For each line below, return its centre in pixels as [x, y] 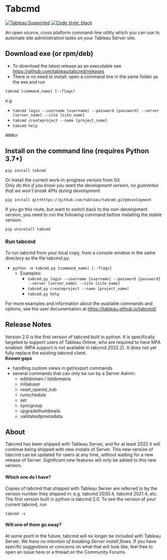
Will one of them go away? [33, 525]
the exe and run [29, 82]
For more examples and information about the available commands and [79, 303]
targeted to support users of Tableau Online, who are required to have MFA [83, 342]
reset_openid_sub [38, 389]
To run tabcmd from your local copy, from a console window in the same [80, 253]
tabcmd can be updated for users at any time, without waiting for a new [79, 455]
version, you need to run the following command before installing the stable [83, 214]
